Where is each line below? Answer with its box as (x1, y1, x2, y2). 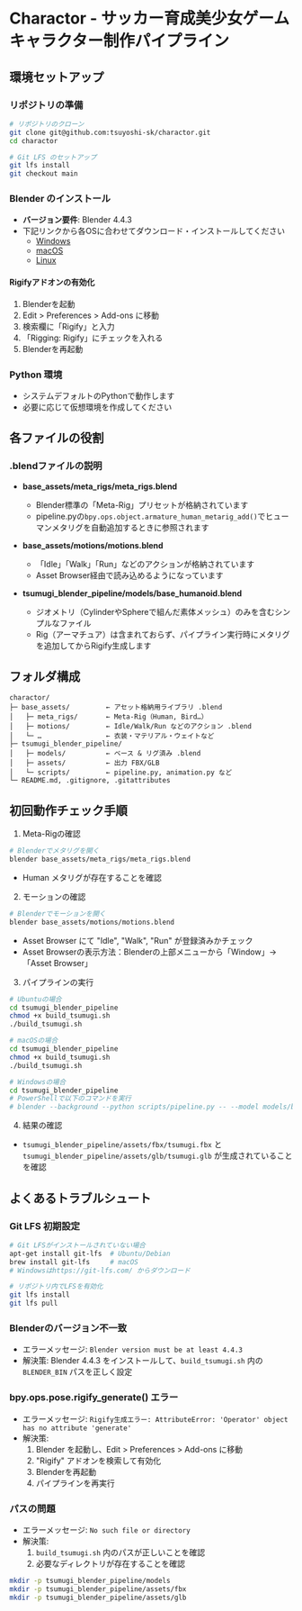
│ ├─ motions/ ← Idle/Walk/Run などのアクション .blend (9, 722, 252, 731)
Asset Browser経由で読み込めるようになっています (35, 569, 224, 581)
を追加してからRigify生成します (35, 640, 152, 651)
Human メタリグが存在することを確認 (22, 872, 162, 882)
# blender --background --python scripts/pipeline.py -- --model (9, 1102, 259, 1112)
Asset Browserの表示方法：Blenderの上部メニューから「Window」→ (22, 946, 277, 957)
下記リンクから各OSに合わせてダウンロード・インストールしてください (22, 226, 286, 237)
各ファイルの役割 (9, 430, 104, 446)
